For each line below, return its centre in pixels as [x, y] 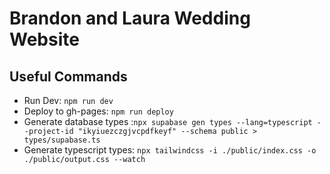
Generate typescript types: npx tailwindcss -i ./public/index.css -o [170, 150]
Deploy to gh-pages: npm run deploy [98, 111]
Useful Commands [68, 76]
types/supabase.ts [62, 140]
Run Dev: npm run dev [68, 100]
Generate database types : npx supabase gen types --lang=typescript [168, 121]
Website [44, 39]
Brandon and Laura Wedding [130, 18]
